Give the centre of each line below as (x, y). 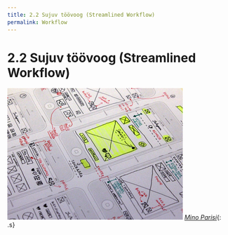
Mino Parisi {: (203, 217)
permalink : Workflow (38, 22)
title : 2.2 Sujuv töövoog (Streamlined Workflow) (81, 15)
